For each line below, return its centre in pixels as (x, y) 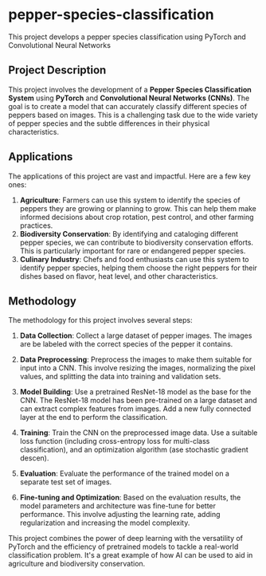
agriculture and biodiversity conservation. (77, 564)
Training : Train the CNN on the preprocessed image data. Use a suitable (139, 433)
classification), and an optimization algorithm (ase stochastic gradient (134, 450)
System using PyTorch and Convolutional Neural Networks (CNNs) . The (129, 98)
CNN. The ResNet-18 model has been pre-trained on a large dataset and (138, 401)
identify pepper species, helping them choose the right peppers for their (138, 268)
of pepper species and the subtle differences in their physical (109, 123)
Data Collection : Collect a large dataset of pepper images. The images (136, 335)
